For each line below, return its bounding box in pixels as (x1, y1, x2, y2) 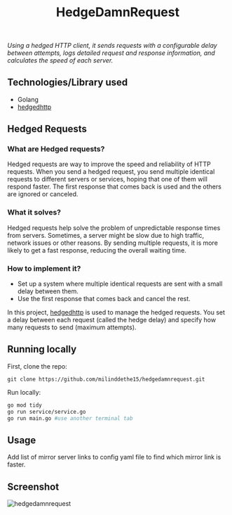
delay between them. (17, 287, 79, 295)
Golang (17, 95, 39, 103)
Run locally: (7, 388, 41, 396)
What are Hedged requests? (7, 144, 105, 154)
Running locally (7, 343, 77, 355)
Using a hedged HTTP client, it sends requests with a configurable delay (7, 41, 217, 49)
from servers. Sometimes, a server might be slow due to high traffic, (7, 231, 205, 239)
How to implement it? (7, 263, 81, 273)
